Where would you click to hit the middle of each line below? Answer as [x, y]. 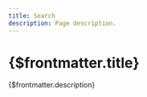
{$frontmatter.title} [74, 63]
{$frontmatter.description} [52, 85]
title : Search [32, 16]
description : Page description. [62, 23]
